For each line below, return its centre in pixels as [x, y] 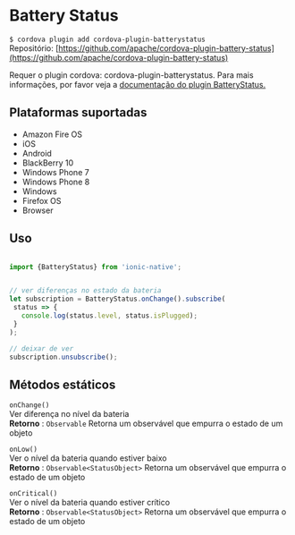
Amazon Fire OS [52, 134]
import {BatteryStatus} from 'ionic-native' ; [95, 267]
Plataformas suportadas [78, 113]
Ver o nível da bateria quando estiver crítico [90, 503]
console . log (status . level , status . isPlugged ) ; [110, 316]
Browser [38, 210]
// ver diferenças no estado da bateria [86, 291]
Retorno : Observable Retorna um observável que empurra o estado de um [146, 424]
